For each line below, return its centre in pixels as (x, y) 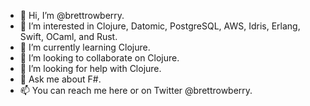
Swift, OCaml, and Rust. (68, 36)
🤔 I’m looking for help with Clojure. (90, 68)
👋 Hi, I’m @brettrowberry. (72, 15)
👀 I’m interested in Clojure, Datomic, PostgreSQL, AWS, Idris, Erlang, (160, 26)
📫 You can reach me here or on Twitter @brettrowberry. (136, 90)
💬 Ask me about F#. (60, 79)
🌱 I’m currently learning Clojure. (85, 47)
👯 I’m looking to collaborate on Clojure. (99, 58)
